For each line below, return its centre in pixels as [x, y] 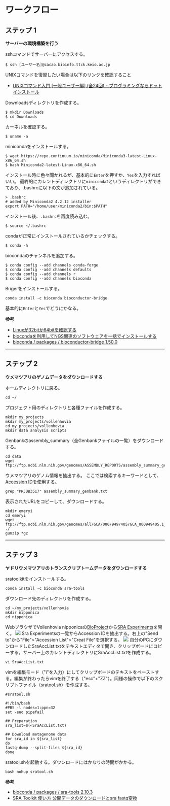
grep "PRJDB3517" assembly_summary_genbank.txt [56, 491]
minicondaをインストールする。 [38, 146]
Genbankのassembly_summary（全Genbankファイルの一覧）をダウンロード [84, 440]
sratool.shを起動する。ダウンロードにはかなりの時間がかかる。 [71, 762]
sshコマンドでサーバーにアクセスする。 [47, 54]
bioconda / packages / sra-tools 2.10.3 [53, 792]
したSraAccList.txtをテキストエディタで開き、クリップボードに [88, 646]
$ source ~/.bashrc [26, 226]
